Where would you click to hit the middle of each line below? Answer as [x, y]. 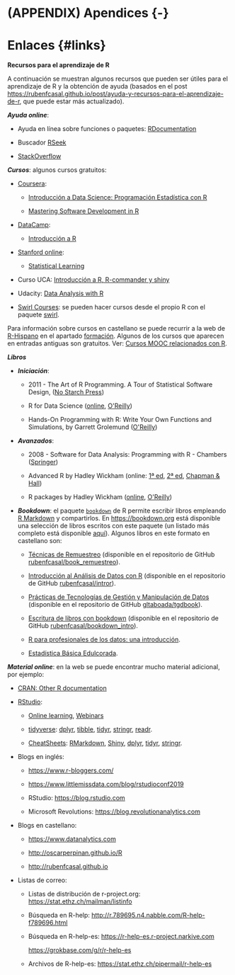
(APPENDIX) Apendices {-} [88, 13]
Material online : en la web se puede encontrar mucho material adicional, [114, 667]
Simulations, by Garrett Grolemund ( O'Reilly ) [93, 427]
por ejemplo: [26, 675]
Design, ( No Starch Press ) [66, 392]
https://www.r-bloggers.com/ [71, 770]
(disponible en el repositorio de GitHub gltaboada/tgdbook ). [115, 605]
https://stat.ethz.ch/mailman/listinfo [80, 901]
